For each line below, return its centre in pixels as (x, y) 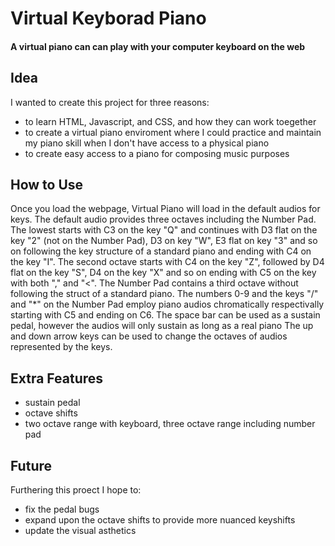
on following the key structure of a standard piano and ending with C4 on (161, 251)
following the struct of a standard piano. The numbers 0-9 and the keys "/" (164, 294)
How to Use (47, 184)
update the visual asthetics (80, 531)
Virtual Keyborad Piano (108, 18)
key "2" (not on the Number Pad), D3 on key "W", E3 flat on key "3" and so (164, 241)
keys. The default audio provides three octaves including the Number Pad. (163, 219)
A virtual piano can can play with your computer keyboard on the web (158, 46)
